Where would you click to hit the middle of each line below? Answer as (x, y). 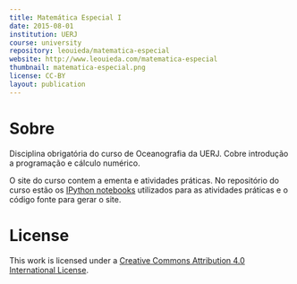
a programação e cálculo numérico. (75, 163)
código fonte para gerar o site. (65, 199)
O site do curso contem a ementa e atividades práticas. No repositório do (144, 180)
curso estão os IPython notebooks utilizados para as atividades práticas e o (149, 190)
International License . (49, 270)
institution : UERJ (43, 34)
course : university (46, 43)
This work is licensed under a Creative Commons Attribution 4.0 (127, 260)
